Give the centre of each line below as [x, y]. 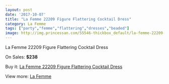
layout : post [19, 10]
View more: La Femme [28, 76]
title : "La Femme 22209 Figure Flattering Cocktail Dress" [68, 19]
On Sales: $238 [21, 57]
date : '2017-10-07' [26, 14]
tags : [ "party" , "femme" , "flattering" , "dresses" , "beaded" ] [67, 28]
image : [12, 33]
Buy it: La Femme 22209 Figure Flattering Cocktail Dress [64, 66]
